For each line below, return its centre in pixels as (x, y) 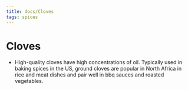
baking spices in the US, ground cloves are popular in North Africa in (98, 69)
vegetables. (29, 81)
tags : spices (22, 17)
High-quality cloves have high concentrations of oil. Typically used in (98, 62)
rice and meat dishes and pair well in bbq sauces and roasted (89, 75)
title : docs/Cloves (30, 11)
